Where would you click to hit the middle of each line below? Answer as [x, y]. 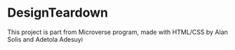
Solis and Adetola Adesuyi [45, 39]
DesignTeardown [58, 13]
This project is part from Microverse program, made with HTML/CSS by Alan [117, 32]
